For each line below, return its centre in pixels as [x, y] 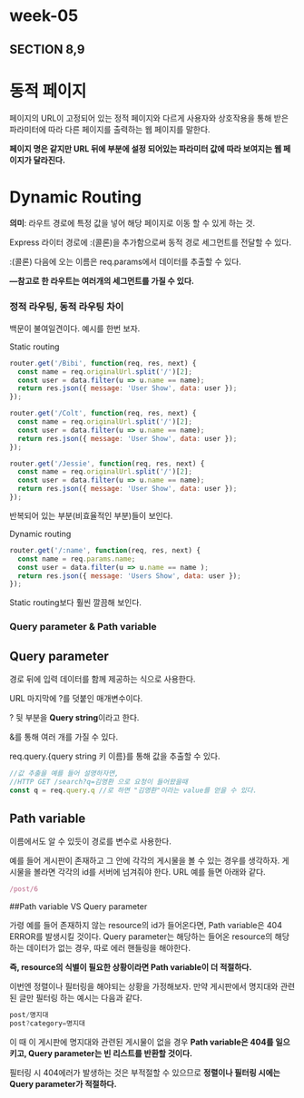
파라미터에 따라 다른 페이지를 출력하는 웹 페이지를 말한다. [110, 129]
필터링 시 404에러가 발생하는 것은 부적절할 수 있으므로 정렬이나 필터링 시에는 [145, 1073]
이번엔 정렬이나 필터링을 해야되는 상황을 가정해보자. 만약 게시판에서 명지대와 [144, 986]
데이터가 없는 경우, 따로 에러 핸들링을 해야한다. [108, 948]
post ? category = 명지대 [48, 1024]
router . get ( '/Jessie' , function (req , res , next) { [107, 464]
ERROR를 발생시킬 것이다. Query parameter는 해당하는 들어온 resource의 [141, 936]
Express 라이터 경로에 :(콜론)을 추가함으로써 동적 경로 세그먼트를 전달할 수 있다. [151, 242]
